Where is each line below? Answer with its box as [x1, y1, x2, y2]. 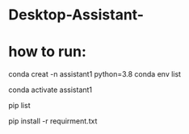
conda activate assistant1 [8, 85, 93, 94]
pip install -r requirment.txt [8, 116, 98, 126]
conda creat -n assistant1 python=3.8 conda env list [8, 69, 182, 79]
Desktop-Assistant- [8, 6, 144, 24]
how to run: [8, 43, 87, 61]
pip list [8, 101, 31, 111]
